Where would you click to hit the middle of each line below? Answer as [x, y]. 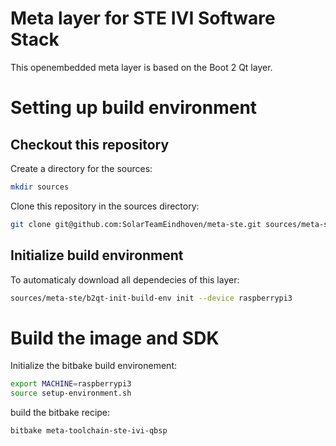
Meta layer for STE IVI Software [143, 18]
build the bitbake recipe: [60, 413]
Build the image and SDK [115, 338]
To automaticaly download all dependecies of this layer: [125, 279]
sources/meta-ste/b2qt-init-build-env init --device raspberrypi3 [151, 298]
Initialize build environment [97, 255]
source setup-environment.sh [71, 393]
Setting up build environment [134, 108]
